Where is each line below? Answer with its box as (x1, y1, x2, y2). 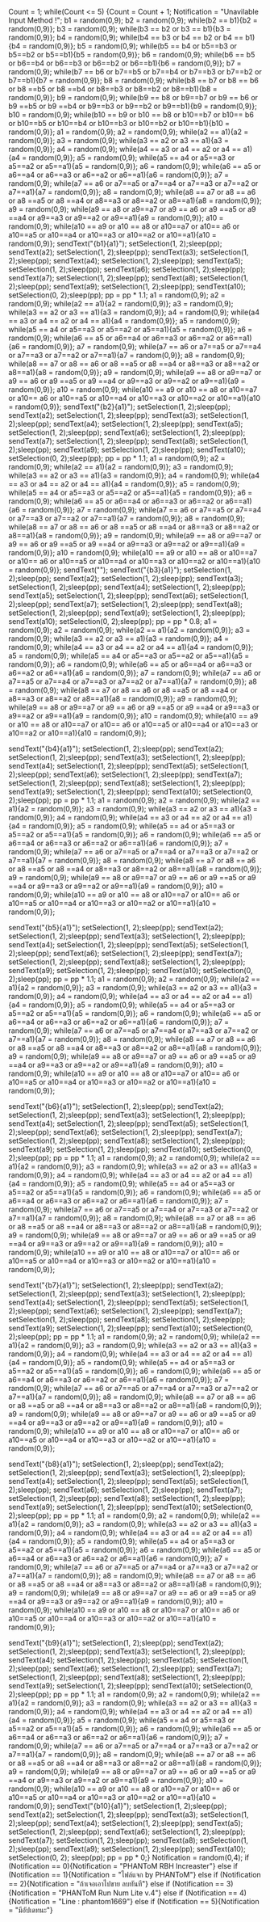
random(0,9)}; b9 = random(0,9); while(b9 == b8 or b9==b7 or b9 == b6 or (8, 93, 259, 102)
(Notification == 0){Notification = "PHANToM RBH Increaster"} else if (8, 1861, 238, 1870)
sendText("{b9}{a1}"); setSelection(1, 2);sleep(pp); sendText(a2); (8, 1638, 224, 1647)
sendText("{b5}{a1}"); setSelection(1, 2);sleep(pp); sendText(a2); (8, 923, 224, 932)
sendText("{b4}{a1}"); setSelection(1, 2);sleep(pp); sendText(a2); (8, 744, 224, 753)
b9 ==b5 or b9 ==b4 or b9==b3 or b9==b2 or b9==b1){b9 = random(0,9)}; (8, 101, 258, 111)
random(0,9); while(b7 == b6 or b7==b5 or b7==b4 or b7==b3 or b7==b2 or (8, 67, 262, 76)
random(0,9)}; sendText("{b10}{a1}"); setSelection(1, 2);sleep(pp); (8, 1802, 227, 1810)
